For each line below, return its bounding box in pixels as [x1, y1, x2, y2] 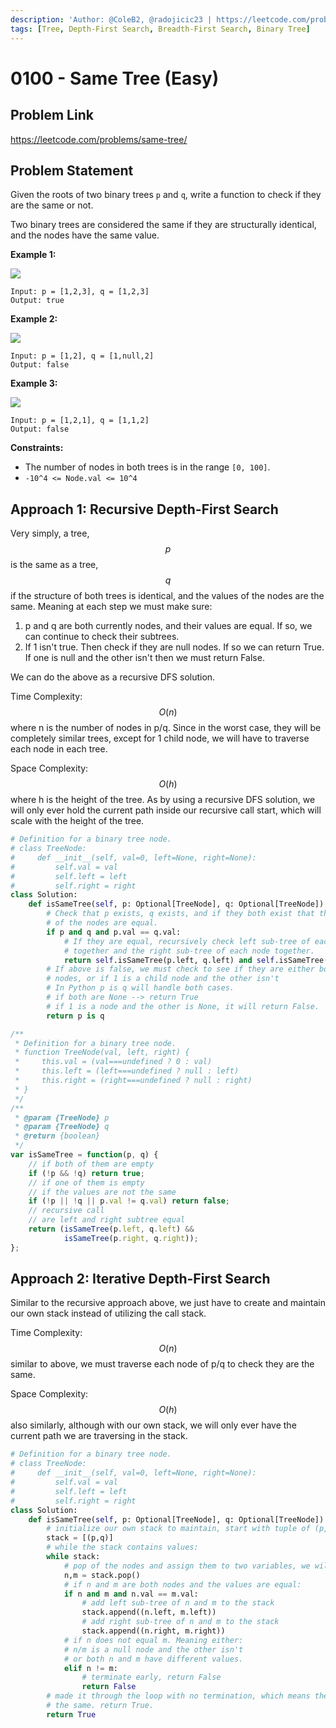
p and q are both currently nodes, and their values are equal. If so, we [24, 620, 313, 632]
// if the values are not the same [28, 1187, 177, 1197]
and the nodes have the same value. [10, 229, 160, 241]
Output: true [10, 296, 65, 306]
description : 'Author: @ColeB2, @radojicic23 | [10, 14, 213, 25]
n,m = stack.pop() [63, 1570, 141, 1580]
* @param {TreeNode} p [14, 1112, 110, 1123]
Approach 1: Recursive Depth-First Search [10, 501, 279, 518]
